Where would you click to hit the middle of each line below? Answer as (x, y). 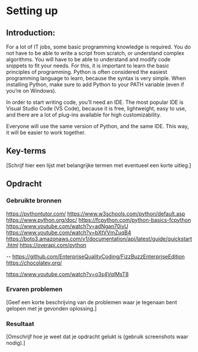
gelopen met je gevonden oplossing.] (51, 308)
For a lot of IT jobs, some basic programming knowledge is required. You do (98, 47)
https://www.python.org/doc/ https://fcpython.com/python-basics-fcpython (98, 220)
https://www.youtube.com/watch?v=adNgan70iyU (67, 226)
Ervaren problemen (35, 289)
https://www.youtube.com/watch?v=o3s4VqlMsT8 (67, 274)
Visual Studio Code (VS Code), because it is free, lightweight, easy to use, (96, 108)
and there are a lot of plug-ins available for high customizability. (84, 115)
